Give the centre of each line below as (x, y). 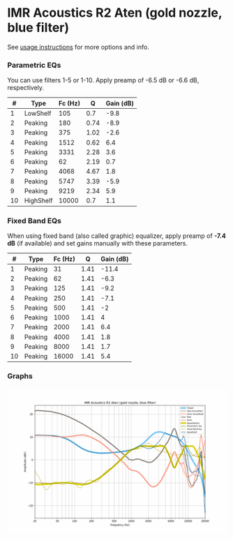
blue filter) (38, 28)
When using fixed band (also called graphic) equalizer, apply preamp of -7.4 (117, 236)
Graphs (20, 376)
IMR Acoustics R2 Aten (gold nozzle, (115, 13)
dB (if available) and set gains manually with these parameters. (98, 243)
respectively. (25, 88)
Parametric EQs (34, 65)
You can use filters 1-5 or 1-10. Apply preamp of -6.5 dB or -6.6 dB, (103, 80)
